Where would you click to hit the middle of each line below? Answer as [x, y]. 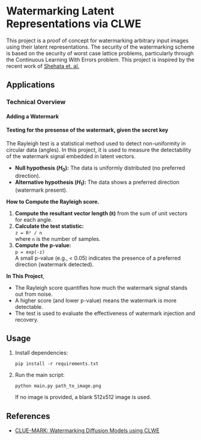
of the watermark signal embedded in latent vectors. [71, 156]
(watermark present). [41, 190]
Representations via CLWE [74, 24]
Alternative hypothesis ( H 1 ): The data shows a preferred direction [97, 183]
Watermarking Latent [60, 11]
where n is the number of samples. [58, 239]
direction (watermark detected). [54, 264]
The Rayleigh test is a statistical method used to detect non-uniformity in [96, 144]
